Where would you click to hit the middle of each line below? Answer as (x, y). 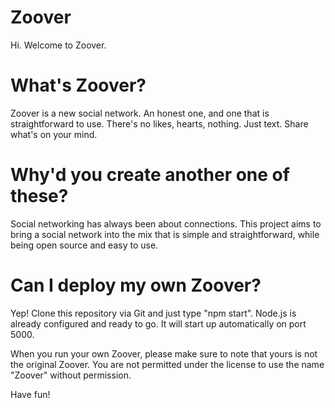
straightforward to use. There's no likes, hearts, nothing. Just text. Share (159, 123)
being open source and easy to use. (84, 245)
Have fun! (30, 394)
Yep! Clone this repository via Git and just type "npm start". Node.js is (153, 313)
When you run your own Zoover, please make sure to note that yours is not (164, 353)
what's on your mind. (54, 134)
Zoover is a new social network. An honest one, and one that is (140, 113)
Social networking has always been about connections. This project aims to (166, 223)
